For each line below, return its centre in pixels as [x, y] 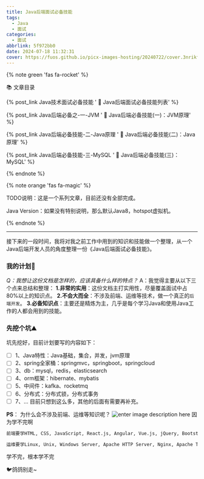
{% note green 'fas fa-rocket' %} [48, 74]
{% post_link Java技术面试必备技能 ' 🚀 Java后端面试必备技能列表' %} [93, 102]
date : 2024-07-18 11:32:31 [40, 52]
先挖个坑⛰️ [22, 328]
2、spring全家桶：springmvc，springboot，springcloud [85, 363]
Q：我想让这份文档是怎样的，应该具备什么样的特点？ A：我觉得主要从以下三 [101, 280]
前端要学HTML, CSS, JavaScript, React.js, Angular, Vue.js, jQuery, [93, 433]
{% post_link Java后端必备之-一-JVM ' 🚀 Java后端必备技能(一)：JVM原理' [99, 115]
